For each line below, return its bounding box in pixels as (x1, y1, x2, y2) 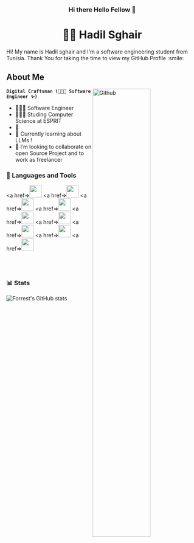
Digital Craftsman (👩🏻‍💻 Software (6, 88, 91, 94)
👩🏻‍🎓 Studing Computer (15, 111, 74, 118)
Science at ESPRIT (15, 117, 62, 124)
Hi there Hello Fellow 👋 (68, 5, 136, 14)
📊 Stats (6, 278, 30, 287)
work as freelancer (15, 156, 63, 163)
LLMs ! (15, 136, 32, 144)
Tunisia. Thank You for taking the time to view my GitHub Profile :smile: (6, 54, 184, 61)
